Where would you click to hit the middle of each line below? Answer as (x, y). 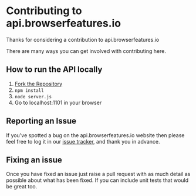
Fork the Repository (38, 84)
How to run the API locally (54, 70)
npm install (29, 90)
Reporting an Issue (41, 121)
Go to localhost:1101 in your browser (58, 102)
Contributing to (44, 11)
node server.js (33, 97)
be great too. (22, 187)
